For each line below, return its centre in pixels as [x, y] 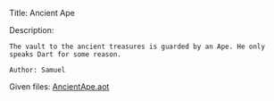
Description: [32, 30]
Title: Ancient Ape [42, 13]
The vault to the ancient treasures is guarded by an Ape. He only [137, 46]
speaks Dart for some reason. [66, 55]
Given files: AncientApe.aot [59, 87]
